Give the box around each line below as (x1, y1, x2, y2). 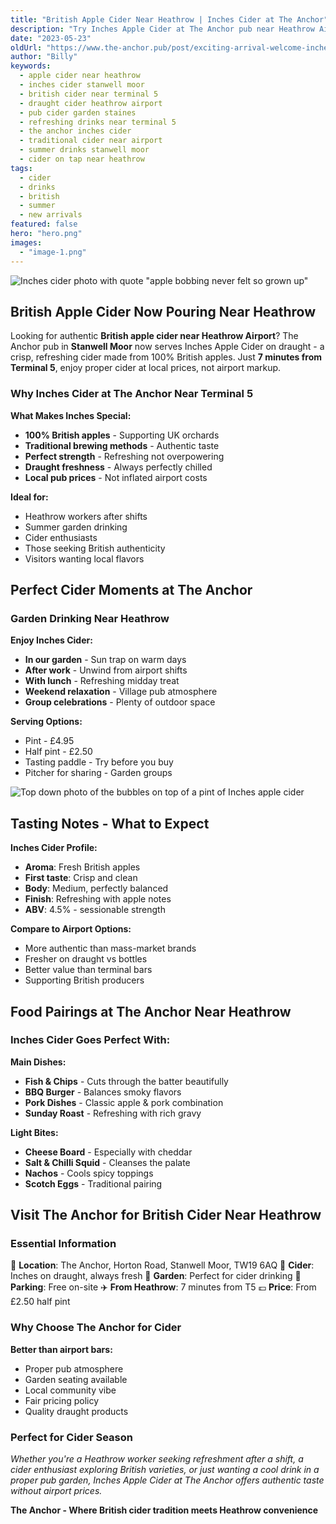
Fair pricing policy (24, 1394, 100, 1406)
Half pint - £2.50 (24, 746, 93, 758)
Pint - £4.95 (24, 735, 75, 747)
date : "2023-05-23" (10, 33, 92, 43)
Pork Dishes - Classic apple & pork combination (24, 1096, 224, 1108)
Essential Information (10, 1237, 117, 1251)
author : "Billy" (10, 52, 78, 62)
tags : (10, 163, 33, 173)
